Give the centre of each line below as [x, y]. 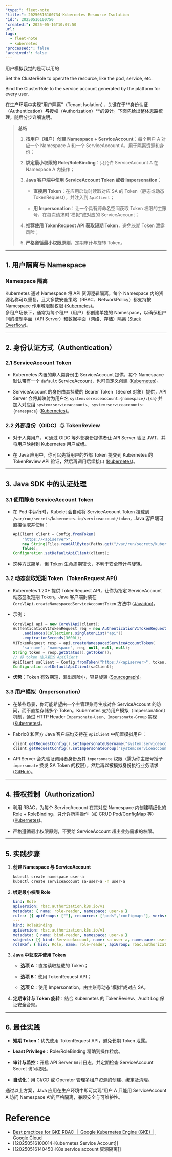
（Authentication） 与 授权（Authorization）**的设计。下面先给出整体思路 [82, 111]
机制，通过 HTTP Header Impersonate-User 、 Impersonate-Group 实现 [85, 717]
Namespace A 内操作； [50, 169]
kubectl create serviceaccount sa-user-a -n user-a [69, 881]
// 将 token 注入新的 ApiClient [45, 657]
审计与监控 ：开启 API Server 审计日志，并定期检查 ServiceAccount [83, 1062]
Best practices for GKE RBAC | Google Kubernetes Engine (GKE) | [83, 1132]
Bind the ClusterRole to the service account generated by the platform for [83, 88]
